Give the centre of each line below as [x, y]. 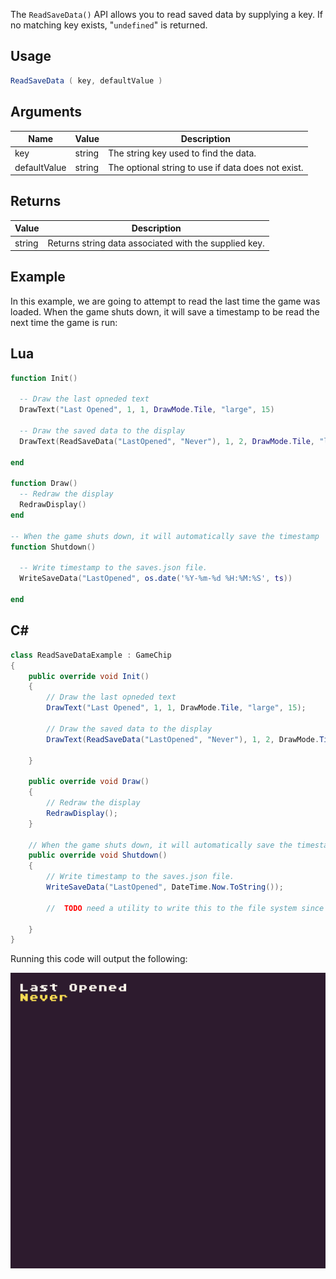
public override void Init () [89, 676]
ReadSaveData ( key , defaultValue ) [86, 80]
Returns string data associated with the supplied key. [156, 243]
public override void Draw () [89, 782]
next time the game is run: [64, 322]
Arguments [46, 112]
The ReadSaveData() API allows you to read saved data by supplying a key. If [166, 14]
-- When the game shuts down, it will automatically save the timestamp [165, 536]
